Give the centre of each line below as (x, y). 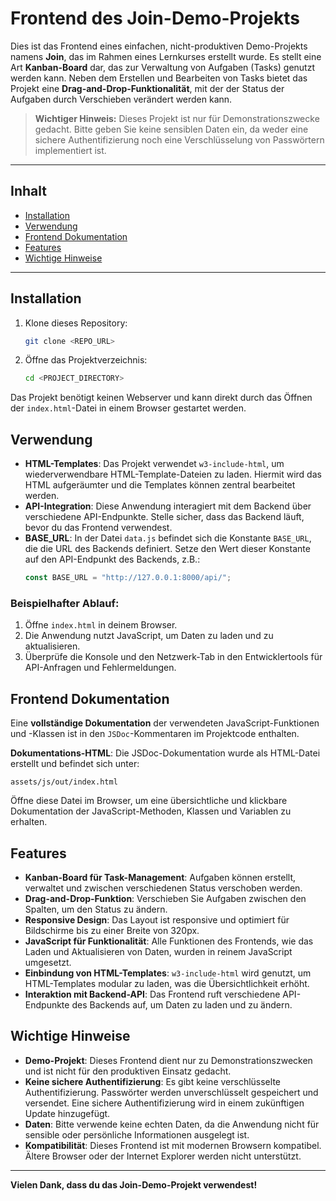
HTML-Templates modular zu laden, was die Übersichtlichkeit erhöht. (167, 983)
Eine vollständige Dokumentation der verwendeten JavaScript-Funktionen (165, 723)
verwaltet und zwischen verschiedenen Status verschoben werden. (163, 888)
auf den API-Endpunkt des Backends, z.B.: (112, 559)
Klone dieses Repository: (76, 323)
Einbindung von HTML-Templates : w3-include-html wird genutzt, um (168, 973)
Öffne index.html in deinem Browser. (101, 625)
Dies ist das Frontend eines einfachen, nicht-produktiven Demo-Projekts (159, 46)
